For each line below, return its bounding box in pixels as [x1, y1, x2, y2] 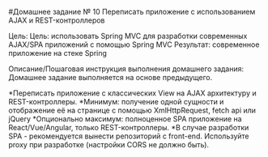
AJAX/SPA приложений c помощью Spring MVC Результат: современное [8, 40, 260, 49]
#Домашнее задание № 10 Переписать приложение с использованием [8, 7, 256, 16]
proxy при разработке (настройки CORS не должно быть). [8, 140, 209, 149]
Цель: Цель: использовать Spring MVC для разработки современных [8, 32, 248, 40]
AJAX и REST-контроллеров [8, 15, 105, 25]
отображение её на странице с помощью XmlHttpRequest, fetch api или [8, 105, 257, 115]
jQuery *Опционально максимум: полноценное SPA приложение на [8, 114, 242, 124]
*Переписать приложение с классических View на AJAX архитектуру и [8, 88, 257, 98]
